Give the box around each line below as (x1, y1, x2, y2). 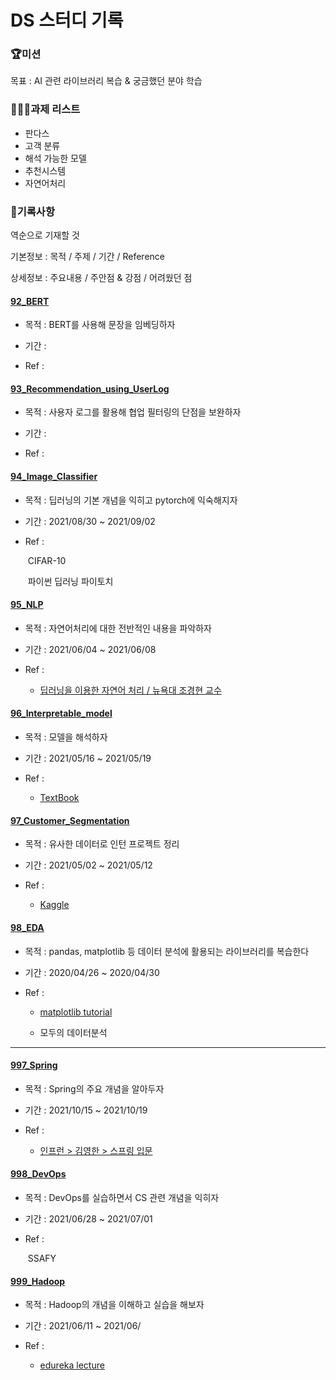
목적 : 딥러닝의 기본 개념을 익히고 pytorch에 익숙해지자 (24, 494, 238, 506)
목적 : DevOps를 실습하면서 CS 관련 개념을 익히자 (24, 1191, 220, 1203)
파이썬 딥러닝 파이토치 (27, 575, 114, 587)
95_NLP (10, 599, 44, 611)
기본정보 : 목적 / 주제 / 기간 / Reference (10, 251, 165, 263)
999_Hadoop (10, 1275, 66, 1287)
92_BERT (10, 295, 50, 307)
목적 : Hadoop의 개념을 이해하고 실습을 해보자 (24, 1299, 205, 1311)
